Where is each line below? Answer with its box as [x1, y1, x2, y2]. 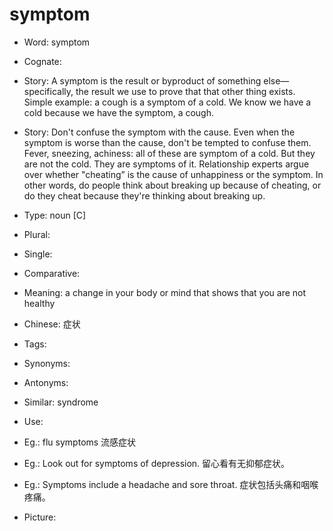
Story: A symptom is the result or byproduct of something [23, 74, 262, 87]
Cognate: [23, 55, 62, 67]
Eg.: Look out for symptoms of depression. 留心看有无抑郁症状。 [23, 457, 291, 469]
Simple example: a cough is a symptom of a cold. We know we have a [23, 96, 312, 108]
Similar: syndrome [23, 396, 99, 408]
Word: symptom [23, 36, 91, 48]
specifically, [23, 85, 74, 97]
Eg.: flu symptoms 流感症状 [23, 436, 137, 448]
